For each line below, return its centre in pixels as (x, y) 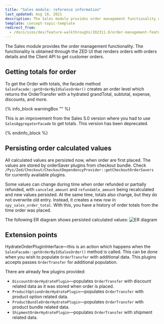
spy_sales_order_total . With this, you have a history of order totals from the (82, 205)
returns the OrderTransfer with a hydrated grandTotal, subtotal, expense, (78, 94)
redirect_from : (20, 28)
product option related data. (40, 297)
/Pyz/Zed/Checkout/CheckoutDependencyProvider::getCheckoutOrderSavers (79, 170)
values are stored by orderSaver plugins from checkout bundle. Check (76, 165)
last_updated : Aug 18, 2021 (34, 14)
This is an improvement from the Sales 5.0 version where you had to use (78, 118)
